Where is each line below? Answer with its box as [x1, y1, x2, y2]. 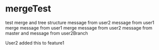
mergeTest [5, 3, 52, 14]
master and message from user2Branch [5, 30, 89, 36]
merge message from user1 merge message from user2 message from [5, 24, 153, 30]
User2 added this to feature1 [5, 39, 64, 45]
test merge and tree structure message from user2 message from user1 [5, 19, 154, 25]
